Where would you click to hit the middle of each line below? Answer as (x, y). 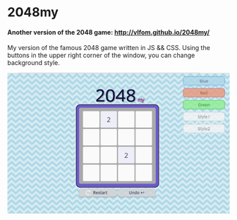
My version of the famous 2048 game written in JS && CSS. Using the (109, 48)
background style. (34, 63)
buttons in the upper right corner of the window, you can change (101, 55)
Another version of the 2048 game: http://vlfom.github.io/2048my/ (109, 32)
